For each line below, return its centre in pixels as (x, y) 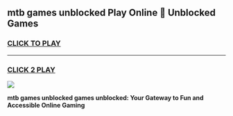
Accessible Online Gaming (46, 105)
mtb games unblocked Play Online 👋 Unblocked (112, 13)
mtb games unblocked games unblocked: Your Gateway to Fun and (105, 97)
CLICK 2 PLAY (31, 69)
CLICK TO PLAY (34, 44)
